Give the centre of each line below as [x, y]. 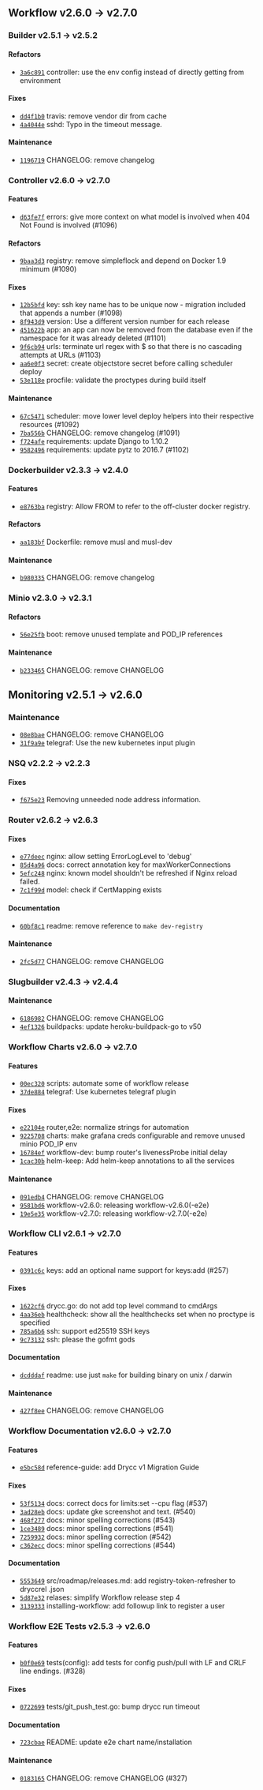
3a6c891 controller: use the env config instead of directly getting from [131, 72]
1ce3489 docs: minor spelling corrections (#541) [96, 1528]
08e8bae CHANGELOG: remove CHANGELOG [91, 734]
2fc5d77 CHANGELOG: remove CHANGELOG [91, 961]
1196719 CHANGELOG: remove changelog [87, 159]
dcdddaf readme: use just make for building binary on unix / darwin [126, 1375]
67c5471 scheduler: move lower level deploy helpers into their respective [137, 416]
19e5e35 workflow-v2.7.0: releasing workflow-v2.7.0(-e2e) [113, 1213]
